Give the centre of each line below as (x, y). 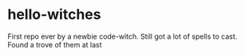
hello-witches (54, 15)
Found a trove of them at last (55, 44)
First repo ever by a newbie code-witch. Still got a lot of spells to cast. (122, 36)
